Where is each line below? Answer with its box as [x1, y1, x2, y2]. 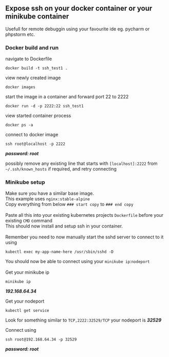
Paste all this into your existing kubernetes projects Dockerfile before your [5, 212, 163, 218]
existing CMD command [5, 218, 53, 224]
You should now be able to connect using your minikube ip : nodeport [5, 258, 150, 265]
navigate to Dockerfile [5, 56, 52, 62]
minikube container [5, 12, 69, 21]
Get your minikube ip [5, 269, 50, 275]
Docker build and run [5, 44, 59, 51]
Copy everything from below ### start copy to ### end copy [5, 201, 134, 208]
